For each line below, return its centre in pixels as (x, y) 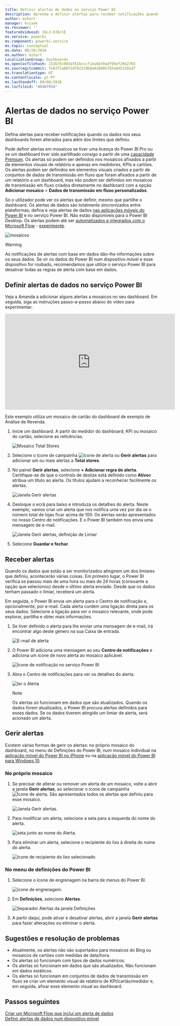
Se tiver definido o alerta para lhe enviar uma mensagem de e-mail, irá (82, 626)
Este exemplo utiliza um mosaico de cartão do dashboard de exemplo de (78, 417)
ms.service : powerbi (26, 37)
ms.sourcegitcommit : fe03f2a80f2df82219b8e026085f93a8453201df (70, 69)
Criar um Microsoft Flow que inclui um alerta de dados (59, 1013)
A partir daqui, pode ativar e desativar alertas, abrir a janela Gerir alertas (85, 918)
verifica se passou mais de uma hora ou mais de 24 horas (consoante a (76, 581)
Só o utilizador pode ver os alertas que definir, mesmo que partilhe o (74, 200)
